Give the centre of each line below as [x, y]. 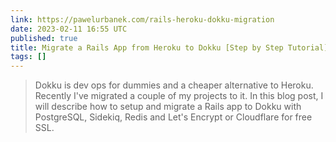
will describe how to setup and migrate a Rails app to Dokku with [168, 107]
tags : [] [28, 57]
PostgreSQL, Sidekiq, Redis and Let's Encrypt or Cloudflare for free [173, 117]
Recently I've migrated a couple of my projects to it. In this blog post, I [179, 96]
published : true [44, 38]
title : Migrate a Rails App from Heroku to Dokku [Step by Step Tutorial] [169, 47]
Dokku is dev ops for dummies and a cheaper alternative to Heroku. [174, 85]
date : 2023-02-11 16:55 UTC [69, 29]
